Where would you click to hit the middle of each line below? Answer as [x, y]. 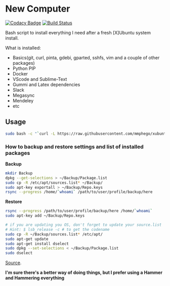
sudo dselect [19, 253]
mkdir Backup [19, 173]
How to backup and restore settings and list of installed [74, 146]
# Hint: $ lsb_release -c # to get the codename [57, 229]
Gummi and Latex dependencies [46, 85]
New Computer [38, 9]
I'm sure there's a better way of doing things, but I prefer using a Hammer [84, 273]
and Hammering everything [35, 278]
